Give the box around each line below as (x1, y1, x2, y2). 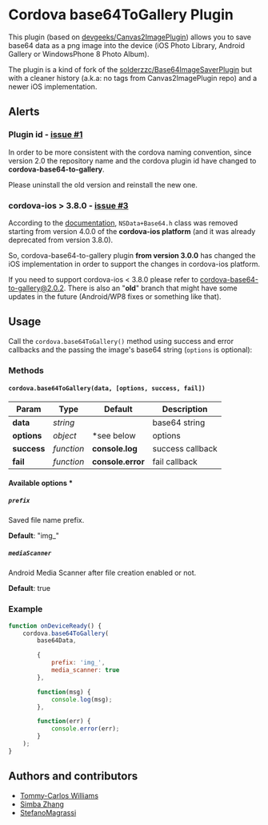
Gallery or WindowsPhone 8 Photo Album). (8, 49, 150, 59)
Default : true (8, 584, 50, 593)
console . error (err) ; (50, 725, 120, 733)
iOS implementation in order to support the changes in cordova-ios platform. (8, 259, 260, 269)
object (53, 430, 78, 441)
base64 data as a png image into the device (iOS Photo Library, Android (8, 40, 246, 50)
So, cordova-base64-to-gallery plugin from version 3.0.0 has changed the (8, 250, 256, 260)
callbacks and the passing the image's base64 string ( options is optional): (8, 345, 253, 354)
